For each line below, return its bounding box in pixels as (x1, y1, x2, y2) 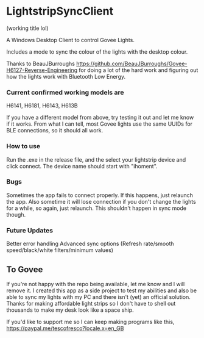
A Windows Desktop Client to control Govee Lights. (6, 36, 135, 43)
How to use (6, 142, 41, 151)
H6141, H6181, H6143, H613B (6, 102, 78, 109)
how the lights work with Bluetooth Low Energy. (6, 73, 126, 80)
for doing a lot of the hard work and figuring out (79, 66, 199, 74)
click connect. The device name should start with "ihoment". (6, 162, 158, 170)
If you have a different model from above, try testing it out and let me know (6, 114, 194, 121)
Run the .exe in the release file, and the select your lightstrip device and (6, 156, 186, 163)
